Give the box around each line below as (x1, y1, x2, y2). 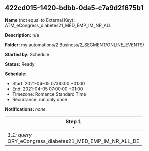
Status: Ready (5, 61, 35, 67)
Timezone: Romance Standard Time (12, 91, 86, 97)
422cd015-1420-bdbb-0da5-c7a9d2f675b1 (5, 4, 144, 12)
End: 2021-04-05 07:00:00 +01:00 (12, 86, 83, 92)
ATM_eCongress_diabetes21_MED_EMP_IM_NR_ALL (5, 22, 112, 28)
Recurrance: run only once (12, 96, 67, 102)
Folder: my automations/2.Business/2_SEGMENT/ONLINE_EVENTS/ (5, 42, 145, 48)
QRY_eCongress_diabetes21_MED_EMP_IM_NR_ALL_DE (7, 137, 140, 144)
